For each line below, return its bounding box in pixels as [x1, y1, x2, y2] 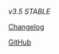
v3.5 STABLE [8, 7, 51, 16]
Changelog [8, 22, 45, 31]
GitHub [8, 37, 32, 47]
